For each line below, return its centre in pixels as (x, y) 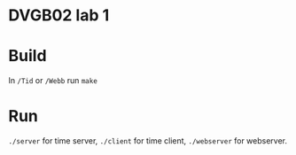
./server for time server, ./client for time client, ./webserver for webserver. (148, 141)
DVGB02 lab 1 (59, 15)
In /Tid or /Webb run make (53, 81)
